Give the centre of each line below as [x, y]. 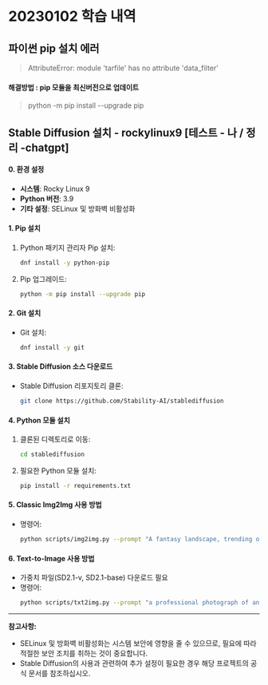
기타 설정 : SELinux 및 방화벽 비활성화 [77, 208]
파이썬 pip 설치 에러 [54, 48]
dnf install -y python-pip [65, 263]
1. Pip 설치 [25, 228]
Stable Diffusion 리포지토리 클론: [71, 386]
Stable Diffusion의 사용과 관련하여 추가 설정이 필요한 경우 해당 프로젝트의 [134, 663]
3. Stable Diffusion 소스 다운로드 [61, 366]
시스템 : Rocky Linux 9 [55, 188]
